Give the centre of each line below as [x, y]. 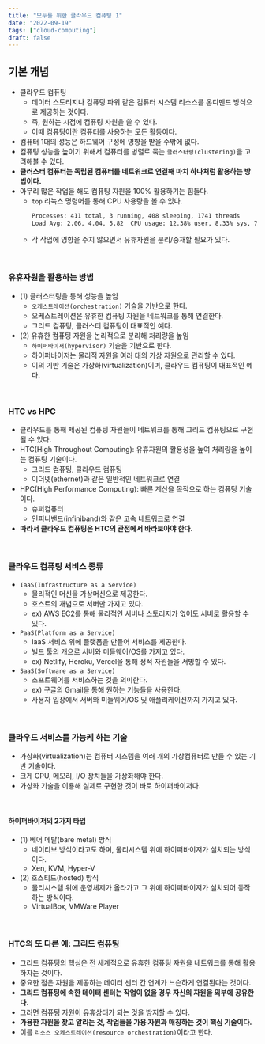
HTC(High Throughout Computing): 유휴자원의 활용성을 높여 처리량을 [129, 450]
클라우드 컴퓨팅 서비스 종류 [56, 567]
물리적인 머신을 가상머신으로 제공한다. [90, 594]
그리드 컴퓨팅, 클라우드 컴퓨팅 [77, 469]
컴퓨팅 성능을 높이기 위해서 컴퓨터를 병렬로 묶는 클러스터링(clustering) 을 [131, 152]
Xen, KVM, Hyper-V [63, 868]
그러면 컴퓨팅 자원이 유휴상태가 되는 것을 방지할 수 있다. [105, 1012]
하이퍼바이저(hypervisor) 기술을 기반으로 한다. [101, 346]
